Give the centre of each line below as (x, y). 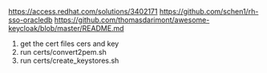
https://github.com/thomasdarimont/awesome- (132, 20)
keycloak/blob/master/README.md (66, 28)
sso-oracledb (30, 20)
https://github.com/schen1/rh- (209, 12)
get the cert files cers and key (69, 44)
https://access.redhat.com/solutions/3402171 (83, 12)
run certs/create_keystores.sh (69, 60)
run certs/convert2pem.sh (63, 52)
